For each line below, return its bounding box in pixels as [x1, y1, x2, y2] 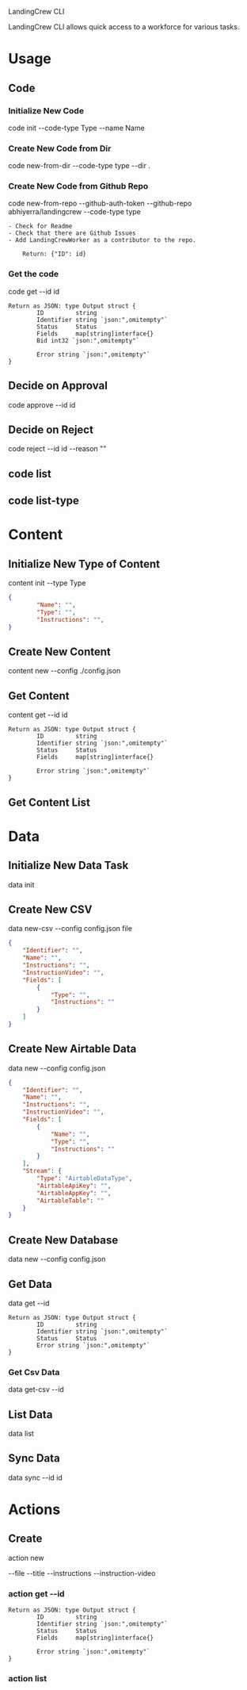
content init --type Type [8, 578, 86, 588]
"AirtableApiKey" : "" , [36, 1182, 112, 1190]
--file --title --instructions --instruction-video [8, 1568, 156, 1577]
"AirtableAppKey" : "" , [36, 1189, 112, 1197]
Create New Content [8, 645, 111, 658]
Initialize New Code [8, 105, 85, 116]
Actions [8, 1500, 61, 1519]
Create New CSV [8, 902, 93, 916]
